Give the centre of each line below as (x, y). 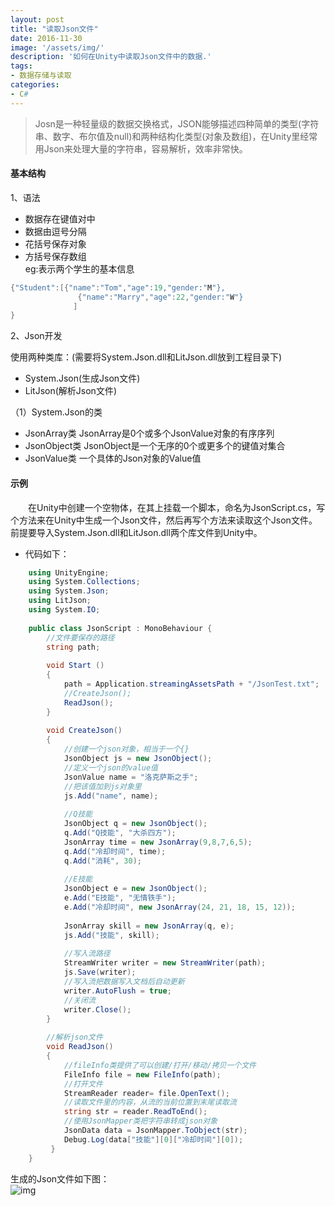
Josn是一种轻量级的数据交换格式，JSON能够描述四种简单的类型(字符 (177, 123)
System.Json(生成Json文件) (82, 378)
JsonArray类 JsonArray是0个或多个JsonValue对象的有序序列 (149, 433)
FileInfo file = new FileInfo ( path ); (142, 1074)
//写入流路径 (87, 954)
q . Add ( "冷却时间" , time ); (115, 851)
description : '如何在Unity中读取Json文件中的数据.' (111, 57)
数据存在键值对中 (60, 218)
